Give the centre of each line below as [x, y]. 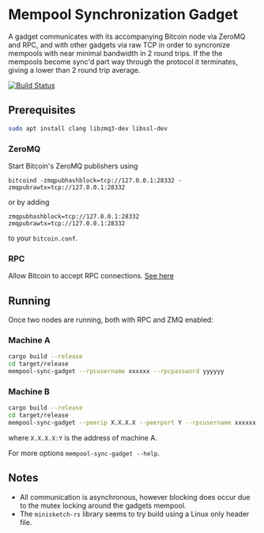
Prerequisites [42, 110]
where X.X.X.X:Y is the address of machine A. [83, 437]
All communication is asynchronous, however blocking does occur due [135, 497]
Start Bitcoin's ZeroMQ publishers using [73, 166]
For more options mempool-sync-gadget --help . [84, 453]
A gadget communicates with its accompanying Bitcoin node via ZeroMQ [127, 36]
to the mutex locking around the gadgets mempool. [103, 505]
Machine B [29, 391]
